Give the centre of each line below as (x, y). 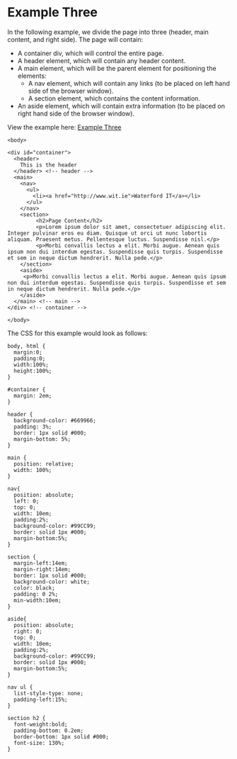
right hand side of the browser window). (76, 113)
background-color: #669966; (55, 420)
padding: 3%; (33, 427)
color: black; (34, 588)
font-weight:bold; (41, 724)
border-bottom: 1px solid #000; (62, 737)
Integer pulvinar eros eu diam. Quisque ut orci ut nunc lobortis (107, 233)
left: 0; (27, 501)
